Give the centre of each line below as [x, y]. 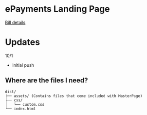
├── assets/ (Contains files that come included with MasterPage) [74, 96]
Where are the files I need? [47, 81]
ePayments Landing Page [58, 9]
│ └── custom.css [25, 104]
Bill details [15, 22]
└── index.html [20, 109]
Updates [23, 42]
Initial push [23, 65]
